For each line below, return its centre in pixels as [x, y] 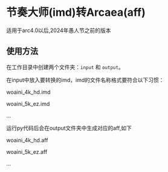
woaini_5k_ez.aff [27, 151]
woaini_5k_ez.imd [28, 104]
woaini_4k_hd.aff [27, 140]
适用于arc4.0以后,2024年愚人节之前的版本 [59, 30]
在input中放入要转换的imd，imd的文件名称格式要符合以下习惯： [85, 80]
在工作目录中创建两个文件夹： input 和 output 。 [65, 67]
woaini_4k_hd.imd [28, 92]
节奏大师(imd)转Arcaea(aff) [76, 12]
